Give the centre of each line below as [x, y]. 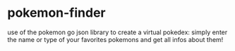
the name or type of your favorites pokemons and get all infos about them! [115, 39]
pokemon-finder [56, 13]
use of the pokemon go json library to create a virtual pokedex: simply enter [117, 32]
